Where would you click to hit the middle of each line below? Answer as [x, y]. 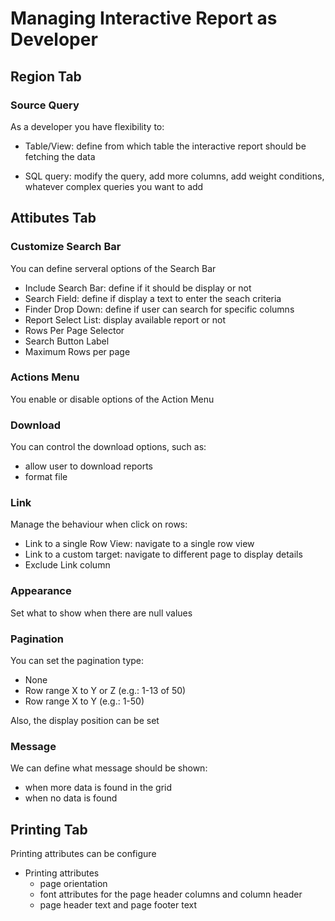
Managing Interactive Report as [144, 18]
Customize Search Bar [66, 247]
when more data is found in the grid [98, 788]
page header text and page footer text [118, 905]
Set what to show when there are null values [101, 613]
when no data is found [71, 798]
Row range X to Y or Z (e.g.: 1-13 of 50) [105, 691]
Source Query [45, 105]
